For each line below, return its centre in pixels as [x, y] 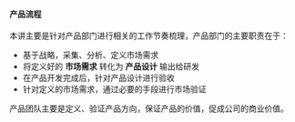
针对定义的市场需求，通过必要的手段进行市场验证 [114, 89]
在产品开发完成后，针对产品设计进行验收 [98, 78]
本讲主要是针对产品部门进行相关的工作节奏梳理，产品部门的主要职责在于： [149, 36]
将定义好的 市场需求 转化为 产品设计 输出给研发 [111, 66]
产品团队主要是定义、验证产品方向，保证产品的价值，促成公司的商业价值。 [149, 108]
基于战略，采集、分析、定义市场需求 [91, 56]
